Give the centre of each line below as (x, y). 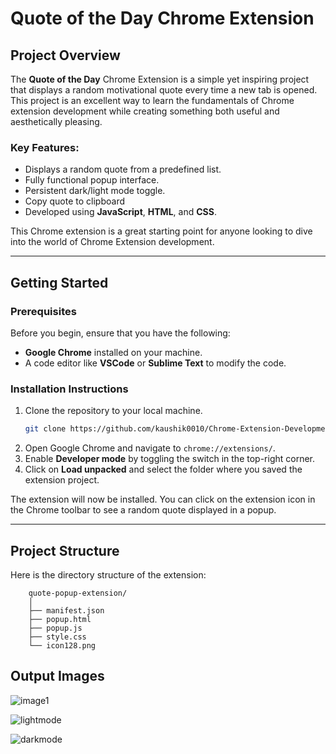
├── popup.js (55, 628)
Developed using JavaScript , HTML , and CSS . (120, 212)
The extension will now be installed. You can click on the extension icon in (163, 499)
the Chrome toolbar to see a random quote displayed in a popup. (143, 510)
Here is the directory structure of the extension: (108, 574)
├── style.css (57, 637)
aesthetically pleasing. (56, 121)
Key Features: (45, 147)
